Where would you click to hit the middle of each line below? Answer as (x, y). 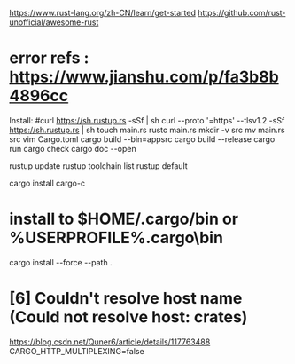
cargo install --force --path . (61, 262)
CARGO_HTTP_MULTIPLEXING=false (77, 351)
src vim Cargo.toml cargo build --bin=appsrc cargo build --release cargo (142, 139)
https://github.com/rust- (242, 13)
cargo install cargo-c (47, 183)
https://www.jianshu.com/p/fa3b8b (144, 77)
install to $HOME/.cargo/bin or (124, 219)
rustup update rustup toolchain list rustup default (98, 166)
